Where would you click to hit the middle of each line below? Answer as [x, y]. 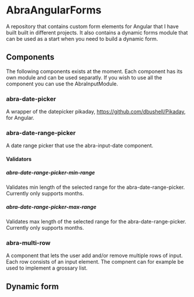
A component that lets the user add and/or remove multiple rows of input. [94, 255]
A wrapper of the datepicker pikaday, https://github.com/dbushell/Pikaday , [96, 112]
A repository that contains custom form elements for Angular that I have [93, 26]
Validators [19, 159]
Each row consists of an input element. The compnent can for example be [95, 262]
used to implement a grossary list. [47, 268]
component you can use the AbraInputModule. [62, 84]
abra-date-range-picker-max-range [51, 207]
